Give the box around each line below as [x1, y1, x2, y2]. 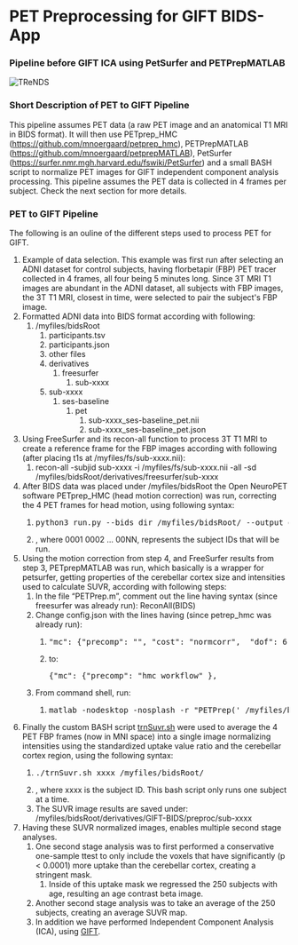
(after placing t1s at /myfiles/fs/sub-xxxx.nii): [21, 453, 186, 464]
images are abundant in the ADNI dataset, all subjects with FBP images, [21, 282, 284, 294]
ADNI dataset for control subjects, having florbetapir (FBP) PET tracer [21, 264, 277, 274]
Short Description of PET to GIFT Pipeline [9, 99, 190, 112]
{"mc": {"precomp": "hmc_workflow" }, [48, 671, 217, 681]
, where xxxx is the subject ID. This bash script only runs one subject [35, 784, 287, 796]
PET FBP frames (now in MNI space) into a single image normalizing [21, 731, 271, 742]
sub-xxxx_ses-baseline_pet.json [88, 425, 207, 435]
